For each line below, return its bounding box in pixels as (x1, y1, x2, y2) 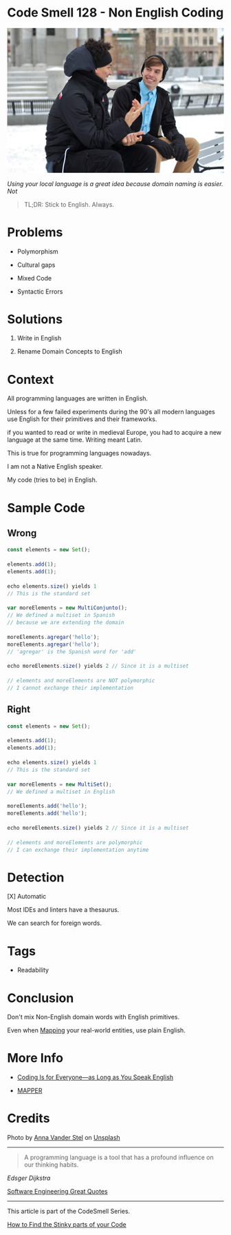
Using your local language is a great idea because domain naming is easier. (7, 179, 223, 187)
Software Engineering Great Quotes (7, 1187, 108, 1196)
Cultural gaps (16, 261, 56, 269)
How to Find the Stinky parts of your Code (7, 1221, 126, 1229)
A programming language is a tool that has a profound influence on (23, 1153, 214, 1162)
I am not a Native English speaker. (7, 462, 103, 471)
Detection (7, 870, 65, 885)
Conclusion (7, 990, 74, 1006)
